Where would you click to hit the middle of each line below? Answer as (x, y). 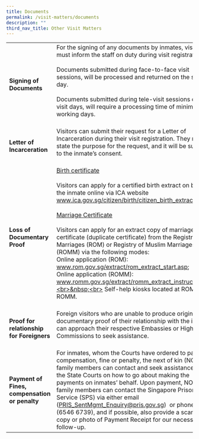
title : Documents (28, 12)
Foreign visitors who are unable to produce (116, 314)
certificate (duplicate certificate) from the (114, 237)
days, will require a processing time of (122, 107)
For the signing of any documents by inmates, (120, 47)
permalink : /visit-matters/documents (53, 17)
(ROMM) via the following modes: (103, 252)
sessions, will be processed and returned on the (123, 77)
